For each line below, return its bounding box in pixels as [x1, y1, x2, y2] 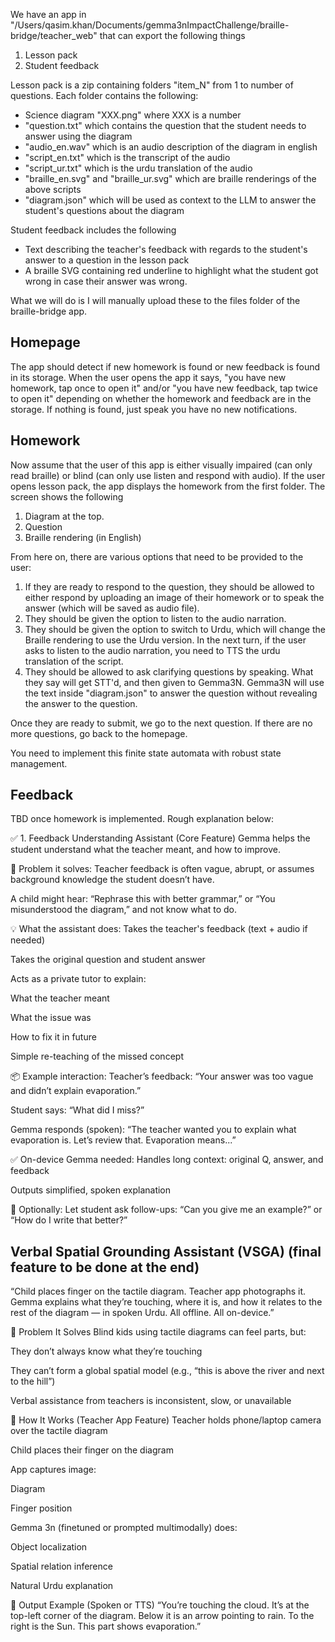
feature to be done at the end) [10, 1259, 200, 1276]
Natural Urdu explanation [10, 1580, 114, 1592]
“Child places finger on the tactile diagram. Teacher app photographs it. [10, 1285, 307, 1298]
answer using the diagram [24, 130, 133, 142]
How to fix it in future [10, 1031, 97, 1043]
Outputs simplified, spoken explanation [10, 1184, 172, 1196]
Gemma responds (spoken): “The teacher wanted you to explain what [10, 1124, 297, 1136]
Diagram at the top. [24, 510, 105, 522]
